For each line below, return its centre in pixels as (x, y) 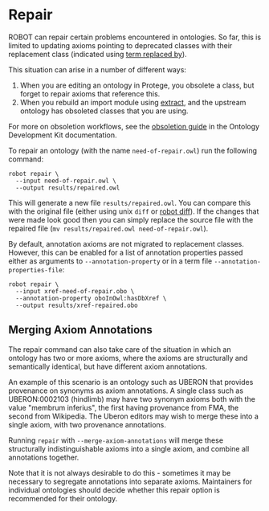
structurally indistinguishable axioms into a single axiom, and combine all (129, 448)
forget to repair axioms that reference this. (90, 93)
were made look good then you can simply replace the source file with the (131, 219)
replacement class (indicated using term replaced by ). (98, 54)
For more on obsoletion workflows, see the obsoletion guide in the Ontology (134, 126)
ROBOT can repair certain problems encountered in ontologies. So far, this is (135, 37)
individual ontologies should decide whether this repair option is (114, 490)
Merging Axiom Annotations (80, 330)
